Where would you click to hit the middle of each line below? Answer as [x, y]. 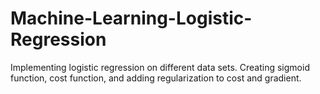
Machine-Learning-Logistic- [131, 18]
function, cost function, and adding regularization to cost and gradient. [156, 78]
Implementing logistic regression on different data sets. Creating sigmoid [160, 67]
